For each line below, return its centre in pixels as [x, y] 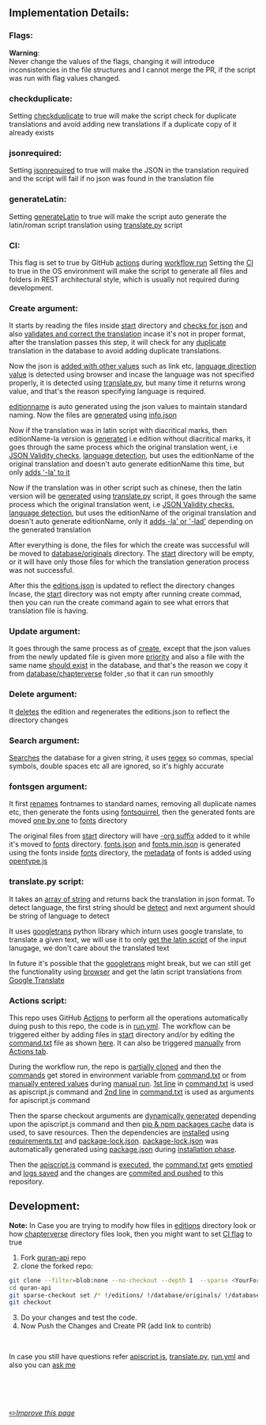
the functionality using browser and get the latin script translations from [126, 972]
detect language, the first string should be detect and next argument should [132, 907]
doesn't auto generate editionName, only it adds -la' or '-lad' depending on [131, 521]
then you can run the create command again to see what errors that [119, 603]
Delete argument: [43, 694]
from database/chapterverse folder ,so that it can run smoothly [111, 674]
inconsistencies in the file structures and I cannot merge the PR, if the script [132, 70]
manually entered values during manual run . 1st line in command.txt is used [131, 1083]
